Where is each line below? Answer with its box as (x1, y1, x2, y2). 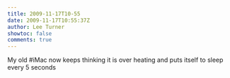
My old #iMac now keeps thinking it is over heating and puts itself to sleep (7, 56, 224, 64)
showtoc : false (7, 30, 52, 37)
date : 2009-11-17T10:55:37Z (7, 17, 91, 24)
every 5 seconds (7, 63, 57, 72)
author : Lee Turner (7, 23, 65, 30)
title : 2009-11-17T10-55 (7, 10, 81, 18)
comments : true (7, 37, 52, 44)
